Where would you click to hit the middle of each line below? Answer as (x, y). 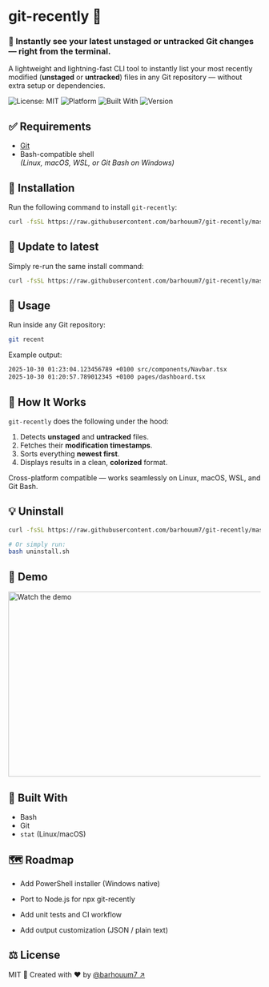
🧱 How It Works (47, 402)
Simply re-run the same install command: (76, 266)
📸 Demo (28, 577)
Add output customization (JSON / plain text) (94, 930)
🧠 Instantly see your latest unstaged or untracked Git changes (131, 42)
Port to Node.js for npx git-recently (78, 899)
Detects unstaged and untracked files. (84, 436)
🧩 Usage (29, 306)
